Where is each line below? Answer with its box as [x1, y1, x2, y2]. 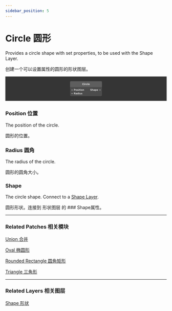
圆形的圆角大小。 [5, 169, 41, 175]
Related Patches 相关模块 [5, 223, 69, 231]
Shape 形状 [5, 300, 29, 306]
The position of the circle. [5, 122, 60, 128]
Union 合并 [5, 236, 28, 242]
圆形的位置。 [5, 132, 32, 138]
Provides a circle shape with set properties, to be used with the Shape [5, 50, 154, 56]
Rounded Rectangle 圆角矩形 [5, 258, 66, 264]
